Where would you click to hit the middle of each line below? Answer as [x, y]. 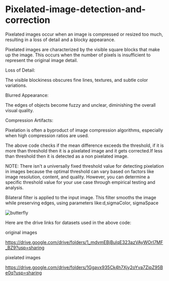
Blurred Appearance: [27, 95]
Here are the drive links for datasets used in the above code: [68, 223]
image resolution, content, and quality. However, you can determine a [78, 177]
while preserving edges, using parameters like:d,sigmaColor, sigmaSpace [82, 203]
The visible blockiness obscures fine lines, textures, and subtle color [77, 80]
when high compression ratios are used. [47, 135]
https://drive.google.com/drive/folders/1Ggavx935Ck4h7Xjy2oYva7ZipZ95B [84, 267]
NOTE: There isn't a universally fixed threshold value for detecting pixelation [85, 166]
